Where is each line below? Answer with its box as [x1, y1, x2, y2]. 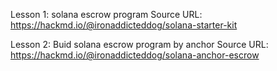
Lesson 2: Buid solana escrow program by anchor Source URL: [10, 39, 269, 50]
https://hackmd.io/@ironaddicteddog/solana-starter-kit [10, 19, 238, 31]
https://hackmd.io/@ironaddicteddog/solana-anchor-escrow [10, 49, 260, 61]
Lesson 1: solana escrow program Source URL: [10, 9, 203, 20]
